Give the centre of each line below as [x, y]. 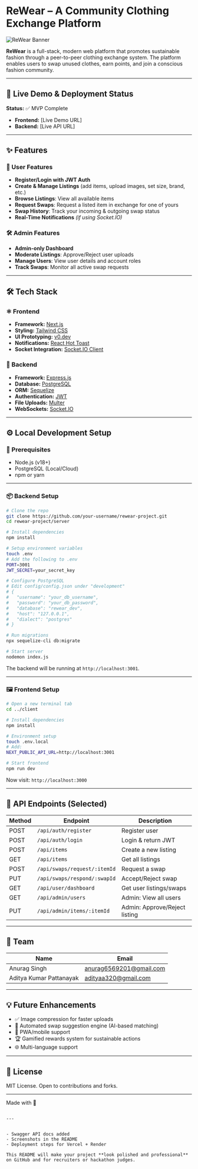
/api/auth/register [65, 830]
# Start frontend [27, 763]
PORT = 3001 [18, 565]
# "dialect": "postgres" [39, 619]
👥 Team [20, 942]
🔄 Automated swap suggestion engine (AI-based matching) [87, 1026]
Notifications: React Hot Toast [52, 343]
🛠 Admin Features [33, 233]
